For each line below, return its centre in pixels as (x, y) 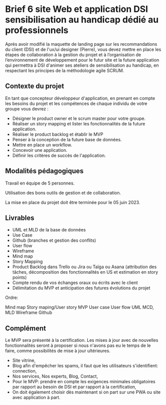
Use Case (22, 235)
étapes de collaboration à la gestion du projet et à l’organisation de (73, 54)
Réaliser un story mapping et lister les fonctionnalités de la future (79, 123)
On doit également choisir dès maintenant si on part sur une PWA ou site (86, 392)
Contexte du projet (35, 86)
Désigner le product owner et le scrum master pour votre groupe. (79, 118)
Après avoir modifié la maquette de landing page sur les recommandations (81, 44)
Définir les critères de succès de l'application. (59, 155)
